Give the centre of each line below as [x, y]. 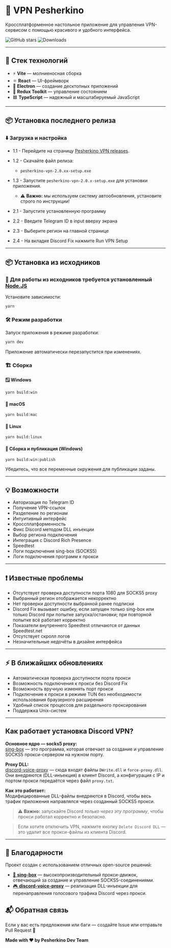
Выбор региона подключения [45, 535]
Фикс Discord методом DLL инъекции [53, 530]
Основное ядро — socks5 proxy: [41, 743]
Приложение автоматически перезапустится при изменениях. [73, 352]
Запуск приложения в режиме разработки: [52, 333]
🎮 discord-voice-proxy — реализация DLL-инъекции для [75, 886]
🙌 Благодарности [34, 853]
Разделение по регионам [40, 513]
